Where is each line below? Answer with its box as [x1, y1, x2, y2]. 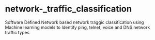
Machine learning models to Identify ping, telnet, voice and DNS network [5, 24, 150, 30]
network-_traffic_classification [5, 3, 132, 14]
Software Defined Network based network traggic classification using [5, 19, 144, 25]
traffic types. [5, 29, 31, 35]
